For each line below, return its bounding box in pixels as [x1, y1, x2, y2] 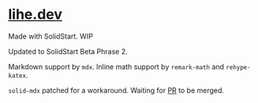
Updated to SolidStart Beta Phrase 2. [8, 46, 128, 56]
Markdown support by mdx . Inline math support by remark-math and [8, 61, 225, 72]
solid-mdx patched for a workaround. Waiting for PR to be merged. [8, 85, 225, 95]
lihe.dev [8, 6, 63, 24]
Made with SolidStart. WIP [8, 31, 93, 41]
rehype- [226, 63, 251, 72]
